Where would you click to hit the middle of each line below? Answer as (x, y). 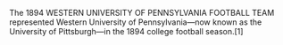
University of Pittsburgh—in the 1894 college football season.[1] (126, 31)
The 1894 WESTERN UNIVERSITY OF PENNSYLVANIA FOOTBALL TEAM (142, 13)
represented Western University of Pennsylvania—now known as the (136, 22)
